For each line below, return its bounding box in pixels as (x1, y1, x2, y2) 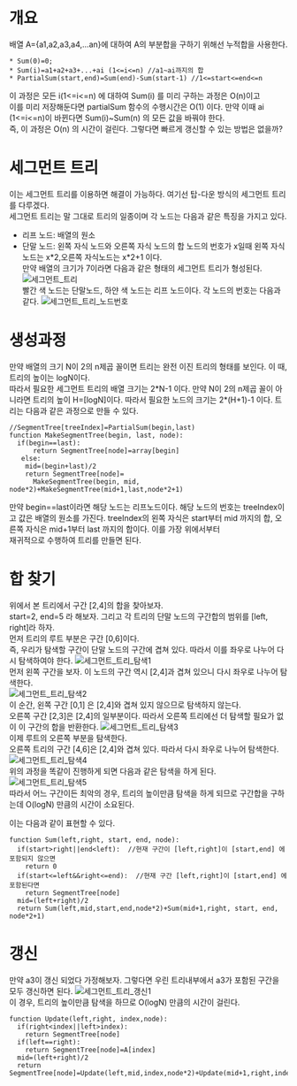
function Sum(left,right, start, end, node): (9, 835, 179, 845)
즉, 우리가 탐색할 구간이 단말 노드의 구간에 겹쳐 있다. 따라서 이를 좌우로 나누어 (9, 644, 276, 654)
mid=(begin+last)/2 (25, 462, 97, 470)
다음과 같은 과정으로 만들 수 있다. (25, 405, 139, 416)
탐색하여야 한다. (18, 655, 73, 666)
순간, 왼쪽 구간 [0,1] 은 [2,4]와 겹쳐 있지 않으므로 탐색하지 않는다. (18, 700, 241, 710)
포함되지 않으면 (9, 854, 56, 863)
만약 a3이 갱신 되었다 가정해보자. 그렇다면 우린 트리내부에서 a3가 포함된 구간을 (9, 975, 280, 985)
